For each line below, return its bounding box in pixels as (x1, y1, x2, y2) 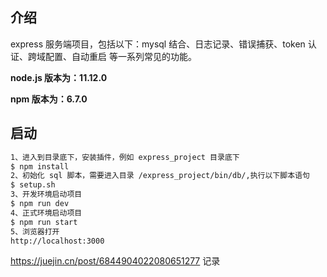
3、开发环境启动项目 (10, 189, 83, 200)
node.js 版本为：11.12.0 (10, 71, 108, 83)
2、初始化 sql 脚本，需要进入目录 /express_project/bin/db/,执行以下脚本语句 (10, 171, 310, 181)
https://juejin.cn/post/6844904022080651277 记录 (10, 255, 221, 267)
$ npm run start (10, 217, 78, 227)
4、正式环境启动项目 (10, 208, 83, 218)
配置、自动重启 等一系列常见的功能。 (44, 50, 197, 62)
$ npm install (10, 161, 70, 172)
